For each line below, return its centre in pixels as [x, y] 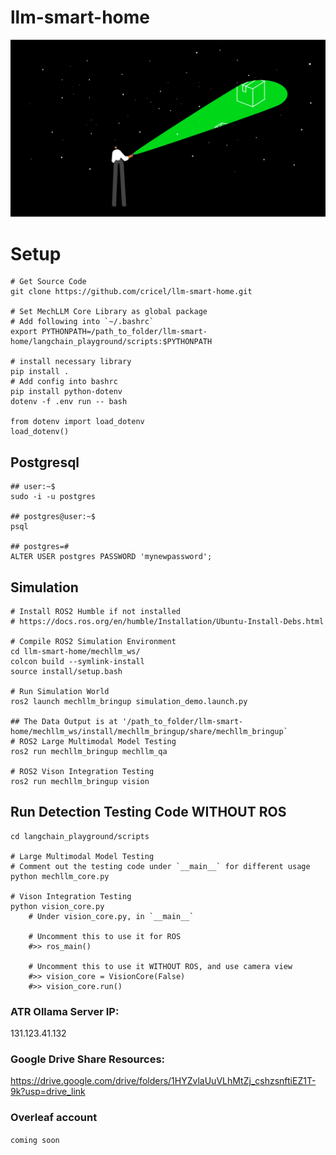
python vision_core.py [57, 906]
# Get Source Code [48, 282]
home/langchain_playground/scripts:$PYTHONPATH [111, 342]
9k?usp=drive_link [48, 1092]
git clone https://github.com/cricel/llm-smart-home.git [131, 292]
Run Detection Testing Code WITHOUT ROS [148, 812]
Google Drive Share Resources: [88, 1059]
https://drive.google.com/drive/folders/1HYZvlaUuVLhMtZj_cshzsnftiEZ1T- [163, 1081]
